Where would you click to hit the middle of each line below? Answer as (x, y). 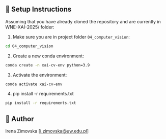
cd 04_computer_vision (29, 46)
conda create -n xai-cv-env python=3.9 (48, 65)
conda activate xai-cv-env (34, 84)
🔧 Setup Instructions (38, 9)
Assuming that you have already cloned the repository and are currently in (83, 21)
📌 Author (20, 119)
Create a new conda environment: (48, 56)
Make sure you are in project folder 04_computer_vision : (71, 37)
